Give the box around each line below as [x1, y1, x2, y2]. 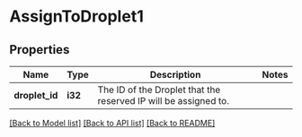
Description [149, 69, 201, 81]
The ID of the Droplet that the [97, 83, 221, 96]
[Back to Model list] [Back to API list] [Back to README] [9, 118, 216, 128]
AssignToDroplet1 [9, 6, 144, 27]
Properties [9, 42, 70, 57]
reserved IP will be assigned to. [97, 95, 229, 107]
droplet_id [13, 90, 58, 101]
